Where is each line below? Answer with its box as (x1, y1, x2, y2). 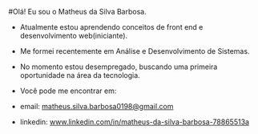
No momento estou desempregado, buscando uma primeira (19, 62, 218, 71)
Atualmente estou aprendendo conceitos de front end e (19, 22, 204, 31)
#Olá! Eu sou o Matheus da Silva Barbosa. (8, 7, 147, 16)
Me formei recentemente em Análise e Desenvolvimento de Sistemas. (19, 47, 250, 55)
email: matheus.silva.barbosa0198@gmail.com (19, 102, 174, 111)
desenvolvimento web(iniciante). (19, 31, 128, 40)
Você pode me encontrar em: (19, 86, 117, 95)
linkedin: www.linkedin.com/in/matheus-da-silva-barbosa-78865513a (19, 117, 250, 127)
